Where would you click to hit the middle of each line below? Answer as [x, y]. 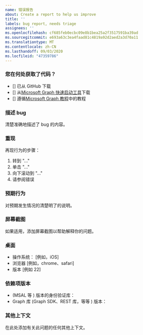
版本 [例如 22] [26, 269]
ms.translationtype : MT [30, 42]
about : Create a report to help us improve [51, 14]
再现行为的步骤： [23, 150]
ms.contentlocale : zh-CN [31, 47]
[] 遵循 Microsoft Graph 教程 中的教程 [49, 98]
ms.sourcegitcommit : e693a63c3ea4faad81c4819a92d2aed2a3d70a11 [72, 38]
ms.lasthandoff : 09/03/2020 [34, 51]
